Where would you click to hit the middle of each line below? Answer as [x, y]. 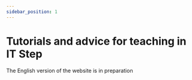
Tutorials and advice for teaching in [97, 41]
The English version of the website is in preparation [70, 70]
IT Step [24, 54]
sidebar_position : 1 [32, 12]
